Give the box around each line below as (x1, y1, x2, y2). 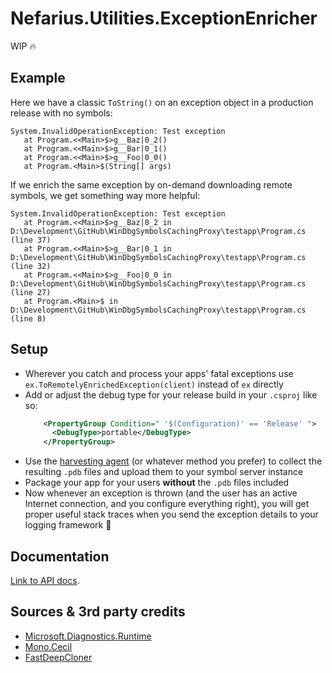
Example (10, 70, 66, 87)
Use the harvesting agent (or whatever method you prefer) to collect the (24, 455, 323, 467)
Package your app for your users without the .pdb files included (24, 477, 290, 489)
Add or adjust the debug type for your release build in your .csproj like (24, 388, 318, 401)
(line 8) (10, 313, 47, 324)
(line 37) (10, 235, 52, 245)
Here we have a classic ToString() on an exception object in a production (10, 96, 314, 108)
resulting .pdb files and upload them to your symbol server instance (24, 466, 304, 478)
